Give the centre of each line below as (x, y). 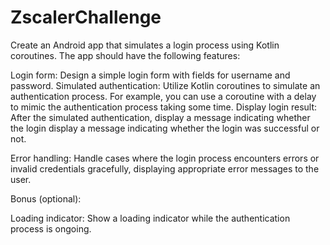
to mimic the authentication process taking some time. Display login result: (164, 107)
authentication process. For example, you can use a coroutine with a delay (163, 96)
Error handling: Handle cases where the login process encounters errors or (165, 158)
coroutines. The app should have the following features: (125, 55)
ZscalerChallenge (86, 17)
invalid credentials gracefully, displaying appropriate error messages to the (165, 168)
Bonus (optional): (46, 198)
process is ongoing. (51, 228)
